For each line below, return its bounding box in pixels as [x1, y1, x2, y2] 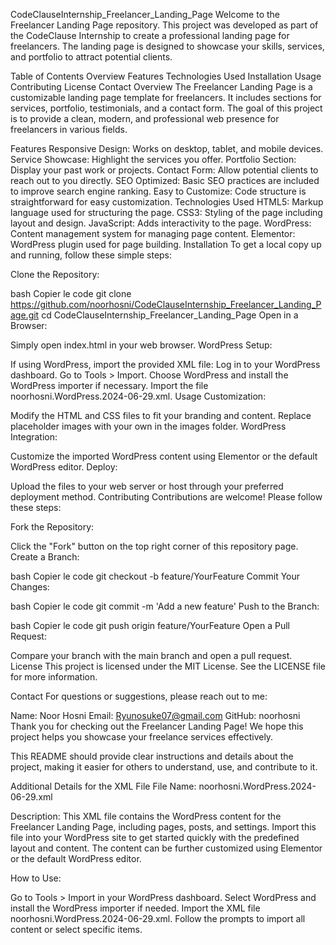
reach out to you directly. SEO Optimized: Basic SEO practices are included [10, 175, 320, 186]
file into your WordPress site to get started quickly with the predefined [10, 832, 300, 843]
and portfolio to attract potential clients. [10, 51, 173, 63]
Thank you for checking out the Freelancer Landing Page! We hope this [10, 720, 304, 732]
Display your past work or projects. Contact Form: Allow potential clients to [10, 164, 319, 176]
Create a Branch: [10, 551, 80, 563]
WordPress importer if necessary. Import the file [10, 380, 209, 391]
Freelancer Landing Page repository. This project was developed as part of [10, 19, 319, 31]
